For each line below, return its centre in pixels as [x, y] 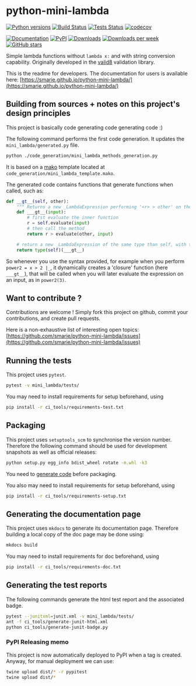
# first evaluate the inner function [73, 218]
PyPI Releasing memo [37, 642]
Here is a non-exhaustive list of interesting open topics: [72, 330]
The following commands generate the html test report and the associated [95, 599]
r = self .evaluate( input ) [59, 223]
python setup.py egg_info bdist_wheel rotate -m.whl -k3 [77, 463]
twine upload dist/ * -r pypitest [47, 672]
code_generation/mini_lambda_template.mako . [60, 173]
